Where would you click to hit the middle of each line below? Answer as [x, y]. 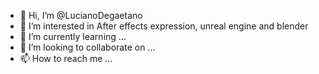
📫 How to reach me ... [66, 58]
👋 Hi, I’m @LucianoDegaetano [81, 15]
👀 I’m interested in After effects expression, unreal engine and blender [164, 26]
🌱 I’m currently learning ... [73, 36]
